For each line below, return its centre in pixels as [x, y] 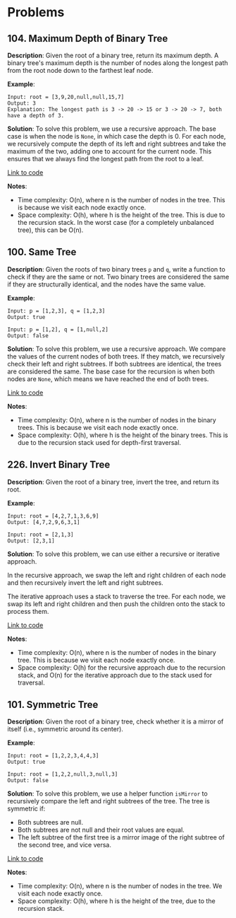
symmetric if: [26, 809]
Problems [36, 12]
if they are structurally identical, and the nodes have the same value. [107, 284]
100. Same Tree [42, 252]
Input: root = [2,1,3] [41, 535]
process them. [28, 611]
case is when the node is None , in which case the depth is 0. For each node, [117, 136]
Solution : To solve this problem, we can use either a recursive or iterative [114, 554]
